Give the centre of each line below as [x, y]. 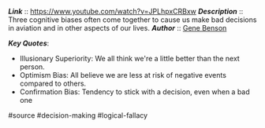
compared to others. [53, 83]
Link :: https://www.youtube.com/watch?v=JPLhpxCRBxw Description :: [126, 11]
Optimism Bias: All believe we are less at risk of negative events [123, 75]
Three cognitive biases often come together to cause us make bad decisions [132, 20]
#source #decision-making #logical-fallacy [78, 115]
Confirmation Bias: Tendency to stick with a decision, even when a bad [134, 92]
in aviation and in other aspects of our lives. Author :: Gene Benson [118, 28]
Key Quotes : [29, 43]
